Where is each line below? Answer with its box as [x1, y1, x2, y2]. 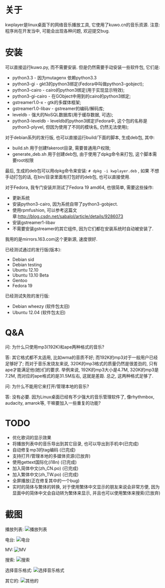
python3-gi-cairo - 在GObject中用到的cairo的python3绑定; [12, 93, 131, 99]
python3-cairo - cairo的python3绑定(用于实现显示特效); [12, 87, 125, 93]
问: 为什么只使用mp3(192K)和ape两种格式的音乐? [5, 344, 104, 350]
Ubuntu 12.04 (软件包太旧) [12, 309, 66, 315]
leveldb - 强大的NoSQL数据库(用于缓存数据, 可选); [12, 111, 113, 117]
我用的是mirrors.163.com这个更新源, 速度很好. [5, 236, 98, 242]
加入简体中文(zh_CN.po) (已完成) [12, 465, 79, 471]
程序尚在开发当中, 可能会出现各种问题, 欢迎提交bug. [5, 28, 110, 34]
